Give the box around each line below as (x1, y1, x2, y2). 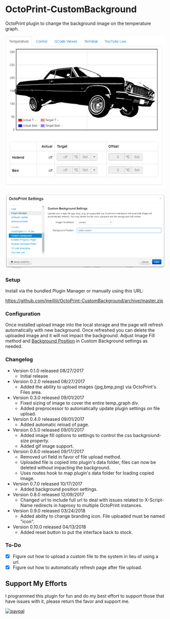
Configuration (5, 310, 41, 317)
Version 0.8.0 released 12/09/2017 (12, 491, 85, 497)
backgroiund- (133, 432, 161, 438)
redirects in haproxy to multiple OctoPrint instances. (33, 502, 143, 508)
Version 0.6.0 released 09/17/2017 (12, 448, 84, 454)
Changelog (5, 356, 33, 363)
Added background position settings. (20, 486, 98, 492)
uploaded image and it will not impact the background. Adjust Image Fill (5, 333, 155, 339)
